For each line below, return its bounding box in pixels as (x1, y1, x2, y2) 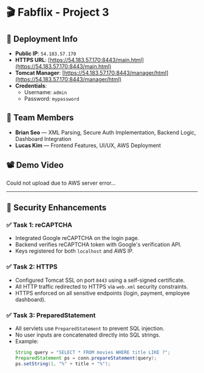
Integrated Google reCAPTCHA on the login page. (15, 234, 140, 242)
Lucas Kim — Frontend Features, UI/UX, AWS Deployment (15, 142, 161, 149)
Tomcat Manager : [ (15, 69, 65, 77)
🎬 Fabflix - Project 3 (6, 5, 109, 19)
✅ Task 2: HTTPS (6, 262, 58, 271)
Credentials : (15, 82, 47, 89)
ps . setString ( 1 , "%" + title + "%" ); (15, 360, 111, 367)
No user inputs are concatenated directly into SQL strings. (15, 331, 161, 338)
